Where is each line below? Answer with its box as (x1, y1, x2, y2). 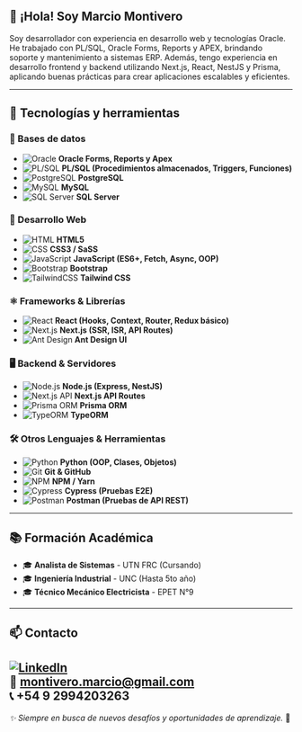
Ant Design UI (75, 335, 128, 345)
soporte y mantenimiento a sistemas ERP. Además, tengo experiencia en (9, 51, 278, 63)
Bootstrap (69, 263, 108, 273)
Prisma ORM (79, 400, 128, 411)
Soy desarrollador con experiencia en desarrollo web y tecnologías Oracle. (9, 32, 286, 43)
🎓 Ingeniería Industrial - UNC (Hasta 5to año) (22, 573, 197, 584)
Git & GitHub (44, 466, 92, 477)
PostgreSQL (77, 172, 124, 183)
